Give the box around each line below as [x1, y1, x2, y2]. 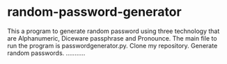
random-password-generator [7, 4, 182, 20]
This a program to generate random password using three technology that [7, 27, 220, 35]
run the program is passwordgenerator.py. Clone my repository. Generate [7, 41, 218, 50]
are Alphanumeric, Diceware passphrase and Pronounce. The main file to [7, 34, 217, 42]
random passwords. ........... [7, 49, 86, 57]
